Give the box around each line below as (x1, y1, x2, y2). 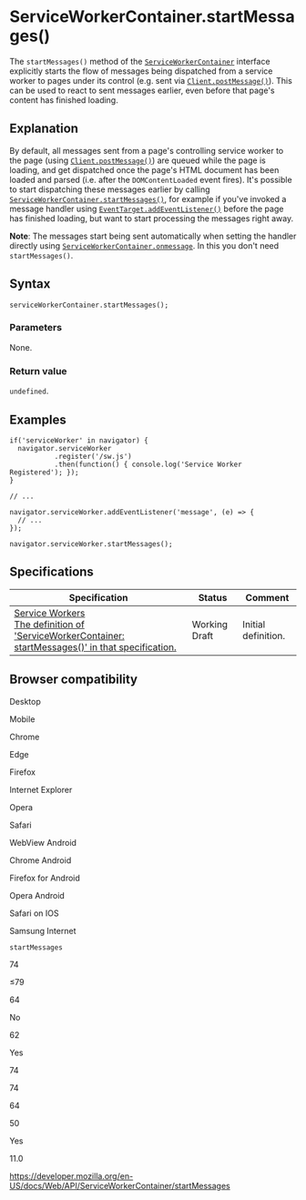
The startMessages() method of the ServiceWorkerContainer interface (9, 56, 270, 66)
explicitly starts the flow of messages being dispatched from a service (9, 66, 273, 76)
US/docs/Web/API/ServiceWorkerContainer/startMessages (9, 1180, 230, 1191)
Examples (9, 412, 66, 427)
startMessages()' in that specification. (14, 640, 178, 653)
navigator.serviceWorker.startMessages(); (9, 539, 173, 548)
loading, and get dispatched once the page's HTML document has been (9, 164, 280, 175)
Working (191, 617, 229, 630)
